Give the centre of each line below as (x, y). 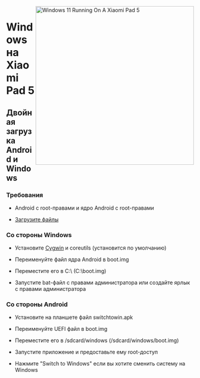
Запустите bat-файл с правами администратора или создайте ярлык (102, 282)
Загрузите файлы (37, 219)
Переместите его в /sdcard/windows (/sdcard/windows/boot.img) (97, 340)
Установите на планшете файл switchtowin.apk (74, 317)
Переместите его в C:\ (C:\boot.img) (60, 271)
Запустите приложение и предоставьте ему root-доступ (86, 352)
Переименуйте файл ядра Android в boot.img (72, 260)
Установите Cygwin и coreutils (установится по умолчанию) (90, 248)
